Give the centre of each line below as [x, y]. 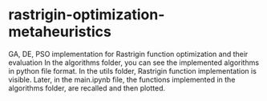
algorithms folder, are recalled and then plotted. [87, 88]
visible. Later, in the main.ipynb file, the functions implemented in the [122, 79]
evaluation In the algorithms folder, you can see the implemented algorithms [133, 63]
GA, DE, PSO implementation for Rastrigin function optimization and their [128, 54]
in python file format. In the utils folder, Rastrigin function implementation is [132, 71]
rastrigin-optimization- [87, 15]
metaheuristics [60, 32]
